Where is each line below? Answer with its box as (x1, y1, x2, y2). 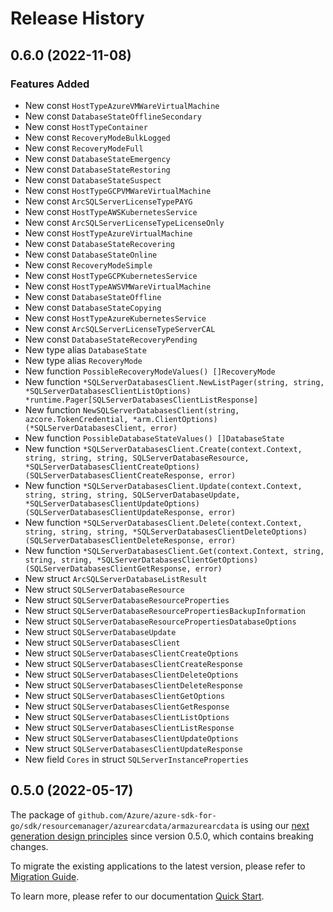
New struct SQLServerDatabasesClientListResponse (24, 721, 235, 733)
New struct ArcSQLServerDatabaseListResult (24, 572, 208, 584)
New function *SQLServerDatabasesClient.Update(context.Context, (24, 479, 303, 491)
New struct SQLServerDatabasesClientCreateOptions (24, 647, 239, 659)
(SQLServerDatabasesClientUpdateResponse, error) (24, 507, 237, 517)
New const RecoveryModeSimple (24, 258, 153, 271)
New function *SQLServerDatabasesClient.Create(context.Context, (24, 442, 303, 454)
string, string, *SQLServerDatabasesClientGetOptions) (24, 555, 259, 565)
